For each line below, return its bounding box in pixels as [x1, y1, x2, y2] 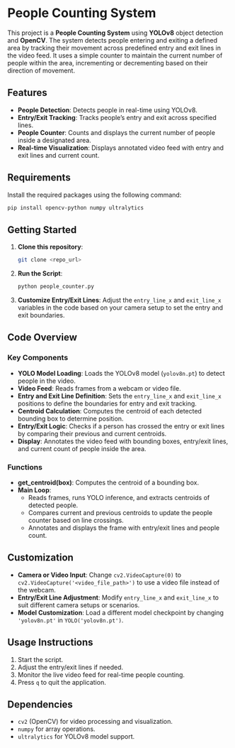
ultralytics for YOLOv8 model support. [17, 732, 135, 741]
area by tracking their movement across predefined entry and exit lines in [7, 43, 222, 52]
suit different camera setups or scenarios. [17, 600, 140, 609]
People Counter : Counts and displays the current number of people [17, 128, 216, 136]
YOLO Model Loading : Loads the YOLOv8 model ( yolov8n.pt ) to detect [17, 369, 225, 377]
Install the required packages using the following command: [7, 190, 182, 199]
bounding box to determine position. [17, 414, 124, 423]
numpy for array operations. [17, 725, 96, 733]
